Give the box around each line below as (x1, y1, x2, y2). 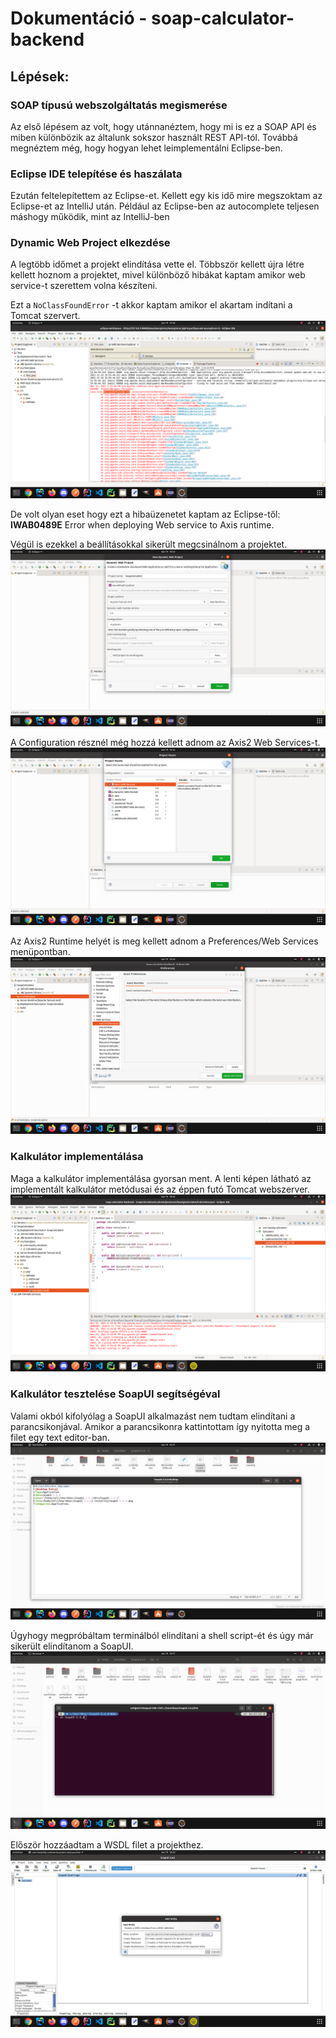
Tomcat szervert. (10, 310, 81, 322)
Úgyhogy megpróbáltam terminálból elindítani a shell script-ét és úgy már (10, 1630, 314, 1642)
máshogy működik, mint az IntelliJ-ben (10, 211, 170, 223)
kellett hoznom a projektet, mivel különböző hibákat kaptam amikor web (10, 269, 306, 281)
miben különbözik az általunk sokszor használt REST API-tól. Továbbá (10, 131, 298, 143)
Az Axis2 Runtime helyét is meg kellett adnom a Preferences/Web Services (10, 935, 319, 947)
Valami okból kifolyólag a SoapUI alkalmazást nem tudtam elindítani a (10, 1410, 296, 1422)
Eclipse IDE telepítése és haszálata (10, 167, 183, 181)
